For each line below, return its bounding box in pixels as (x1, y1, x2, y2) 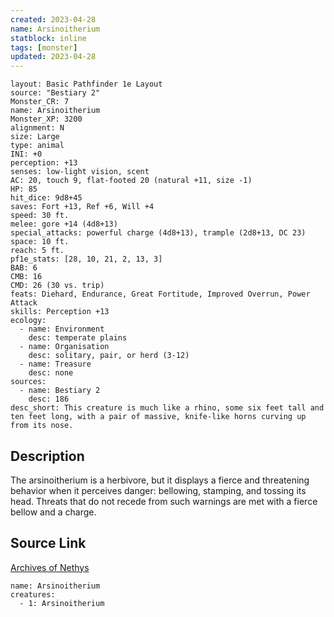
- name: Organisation (19, 342, 110, 352)
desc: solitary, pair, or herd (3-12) (28, 351, 190, 361)
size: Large (10, 132, 60, 142)
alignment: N (10, 123, 65, 133)
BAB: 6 (10, 263, 38, 273)
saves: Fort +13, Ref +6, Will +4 (10, 202, 155, 212)
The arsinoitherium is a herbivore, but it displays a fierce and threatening (10, 474, 310, 486)
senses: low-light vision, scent (10, 167, 150, 177)
